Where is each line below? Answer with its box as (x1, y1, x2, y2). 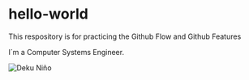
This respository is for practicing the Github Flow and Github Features (8, 32, 242, 41)
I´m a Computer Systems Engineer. (8, 47, 124, 57)
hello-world (8, 5, 89, 23)
